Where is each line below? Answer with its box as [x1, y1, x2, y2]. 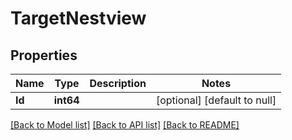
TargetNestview [10, 7, 147, 30]
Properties [10, 47, 78, 64]
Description [89, 77, 147, 90]
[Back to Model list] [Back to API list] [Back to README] [10, 119, 240, 131]
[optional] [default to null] [155, 93, 277, 107]
